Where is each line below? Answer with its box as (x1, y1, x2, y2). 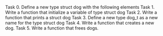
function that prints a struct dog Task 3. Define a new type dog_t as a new (5, 15, 158, 20)
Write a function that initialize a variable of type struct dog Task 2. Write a (5, 9, 157, 15)
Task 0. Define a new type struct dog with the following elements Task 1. (5, 4, 154, 10)
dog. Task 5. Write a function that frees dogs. (5, 25, 99, 31)
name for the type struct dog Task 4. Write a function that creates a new (5, 20, 154, 26)
